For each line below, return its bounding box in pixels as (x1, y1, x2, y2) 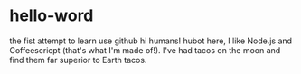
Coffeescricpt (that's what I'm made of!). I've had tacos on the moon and (9, 44, 281, 55)
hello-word (9, 5, 94, 26)
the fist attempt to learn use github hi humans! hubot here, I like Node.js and (9, 35, 292, 46)
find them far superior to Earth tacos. (9, 54, 147, 65)
